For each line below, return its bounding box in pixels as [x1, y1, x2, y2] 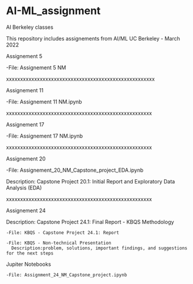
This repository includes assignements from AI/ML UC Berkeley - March [6, 35, 181, 42]
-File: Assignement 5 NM [6, 64, 66, 71]
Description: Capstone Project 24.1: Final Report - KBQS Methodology [6, 218, 174, 225]
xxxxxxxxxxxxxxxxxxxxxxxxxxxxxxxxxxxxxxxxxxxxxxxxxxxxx [6, 75, 155, 82]
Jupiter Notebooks [6, 260, 52, 268]
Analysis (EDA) [6, 184, 42, 191]
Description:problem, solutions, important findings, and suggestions [11, 245, 188, 251]
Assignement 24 [6, 207, 46, 214]
